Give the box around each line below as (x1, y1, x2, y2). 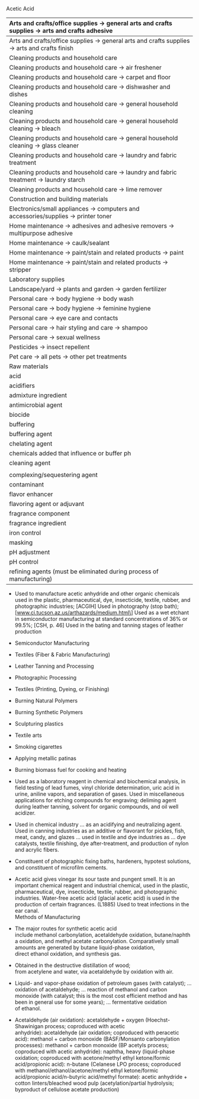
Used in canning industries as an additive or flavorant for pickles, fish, (14, 827, 185, 834)
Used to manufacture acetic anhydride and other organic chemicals (14, 590, 179, 597)
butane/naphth (154, 931, 191, 938)
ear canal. (14, 907, 40, 914)
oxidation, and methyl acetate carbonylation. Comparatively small (19, 938, 179, 944)
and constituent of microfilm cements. (14, 864, 108, 871)
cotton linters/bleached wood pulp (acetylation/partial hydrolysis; (14, 1079, 174, 1087)
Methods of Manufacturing (14, 913, 81, 921)
